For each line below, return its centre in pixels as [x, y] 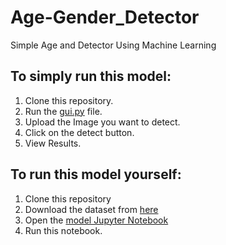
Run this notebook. [63, 230]
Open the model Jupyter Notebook [96, 220]
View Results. [53, 143]
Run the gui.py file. [63, 111]
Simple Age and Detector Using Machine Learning [113, 45]
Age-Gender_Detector [105, 17]
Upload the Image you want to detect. [102, 122]
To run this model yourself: [96, 174]
